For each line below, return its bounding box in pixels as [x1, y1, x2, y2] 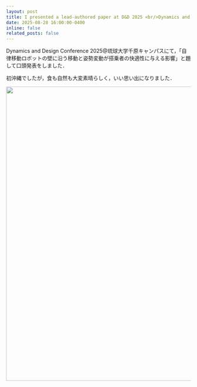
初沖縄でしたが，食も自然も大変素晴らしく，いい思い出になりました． [6, 75, 175, 82]
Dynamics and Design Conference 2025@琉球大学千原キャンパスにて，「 [6, 48, 182, 55]
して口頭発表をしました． [6, 62, 68, 69]
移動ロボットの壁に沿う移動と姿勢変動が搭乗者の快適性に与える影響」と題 [11, 55, 191, 62]
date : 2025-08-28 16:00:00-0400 [6, 19, 85, 25]
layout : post [6, 8, 38, 15]
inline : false [6, 25, 41, 31]
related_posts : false [6, 31, 59, 36]
